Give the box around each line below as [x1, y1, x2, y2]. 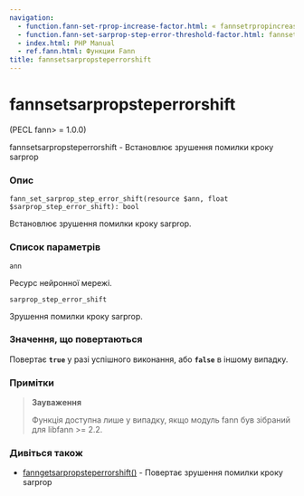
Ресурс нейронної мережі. [9, 277, 113, 288]
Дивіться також [9, 447, 83, 460]
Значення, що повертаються [9, 333, 143, 346]
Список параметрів [9, 241, 101, 253]
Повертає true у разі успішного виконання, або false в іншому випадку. [9, 354, 289, 365]
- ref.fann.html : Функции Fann [17, 47, 136, 56]
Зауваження [31, 397, 81, 408]
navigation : [9, 13, 54, 23]
